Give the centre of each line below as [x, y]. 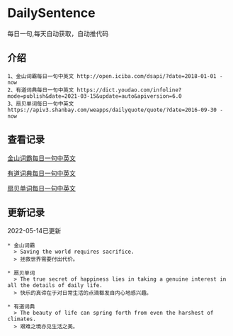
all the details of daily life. [55, 286]
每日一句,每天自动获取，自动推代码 [58, 33]
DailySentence [51, 13]
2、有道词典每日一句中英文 [41, 90]
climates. [22, 319]
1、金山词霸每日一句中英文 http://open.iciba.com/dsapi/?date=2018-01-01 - [115, 76]
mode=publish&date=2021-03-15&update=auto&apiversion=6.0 [95, 96]
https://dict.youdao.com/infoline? [129, 90]
